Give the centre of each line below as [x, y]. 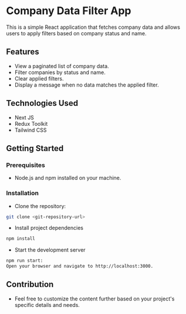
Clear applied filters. [39, 78]
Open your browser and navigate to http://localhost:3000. [80, 266]
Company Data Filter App [69, 11]
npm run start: [25, 261]
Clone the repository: [40, 206]
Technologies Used [42, 103]
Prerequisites [26, 165]
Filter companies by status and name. [60, 72]
